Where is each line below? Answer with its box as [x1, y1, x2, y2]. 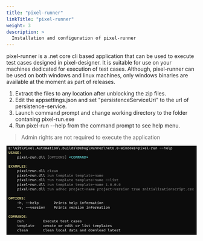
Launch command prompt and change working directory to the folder [14, 109, 188, 117]
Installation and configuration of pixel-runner [11, 35, 137, 42]
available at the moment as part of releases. [6, 79, 116, 86]
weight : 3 [6, 22, 31, 28]
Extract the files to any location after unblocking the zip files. [14, 90, 166, 97]
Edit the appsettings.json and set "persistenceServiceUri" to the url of [14, 97, 189, 104]
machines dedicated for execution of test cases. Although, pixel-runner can [6, 65, 195, 72]
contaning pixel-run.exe [14, 115, 74, 123]
